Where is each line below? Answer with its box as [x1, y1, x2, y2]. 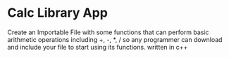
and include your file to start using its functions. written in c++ [7, 43, 188, 51]
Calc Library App [7, 5, 108, 21]
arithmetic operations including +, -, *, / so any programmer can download [7, 35, 223, 43]
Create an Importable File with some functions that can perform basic [7, 28, 209, 36]
